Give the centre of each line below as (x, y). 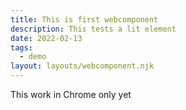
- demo (33, 57)
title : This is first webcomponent (84, 19)
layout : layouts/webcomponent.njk (82, 66)
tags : (21, 47)
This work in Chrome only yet (71, 94)
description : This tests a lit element (93, 29)
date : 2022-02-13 (46, 38)
